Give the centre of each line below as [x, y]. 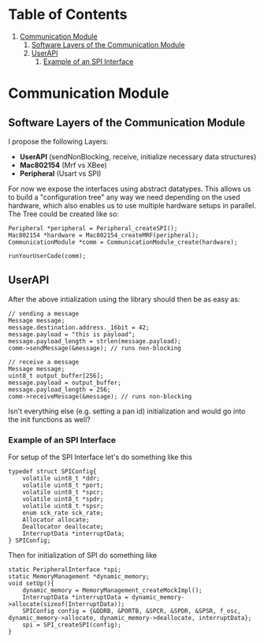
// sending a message [44, 313]
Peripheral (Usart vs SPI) [60, 173]
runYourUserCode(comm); [47, 256]
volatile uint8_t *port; [63, 486]
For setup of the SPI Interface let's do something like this [100, 457]
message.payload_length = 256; [59, 389]
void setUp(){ [32, 584]
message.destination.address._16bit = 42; [79, 327]
